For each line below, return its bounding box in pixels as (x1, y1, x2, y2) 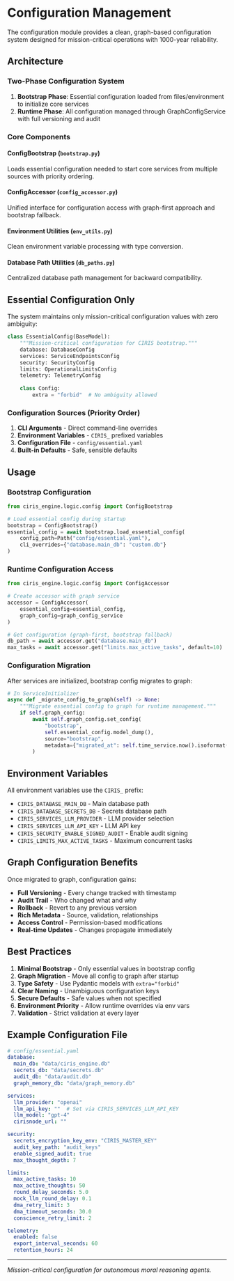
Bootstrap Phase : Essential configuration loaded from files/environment (17, 92, 224, 100)
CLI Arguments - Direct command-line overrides (17, 424, 158, 433)
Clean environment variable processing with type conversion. (7, 242, 183, 251)
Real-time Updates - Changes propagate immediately (17, 925, 173, 934)
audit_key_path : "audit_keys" (13, 1144, 101, 1151)
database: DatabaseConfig (19, 346, 95, 353)
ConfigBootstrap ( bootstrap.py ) (7, 149, 100, 157)
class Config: (19, 385, 61, 392)
